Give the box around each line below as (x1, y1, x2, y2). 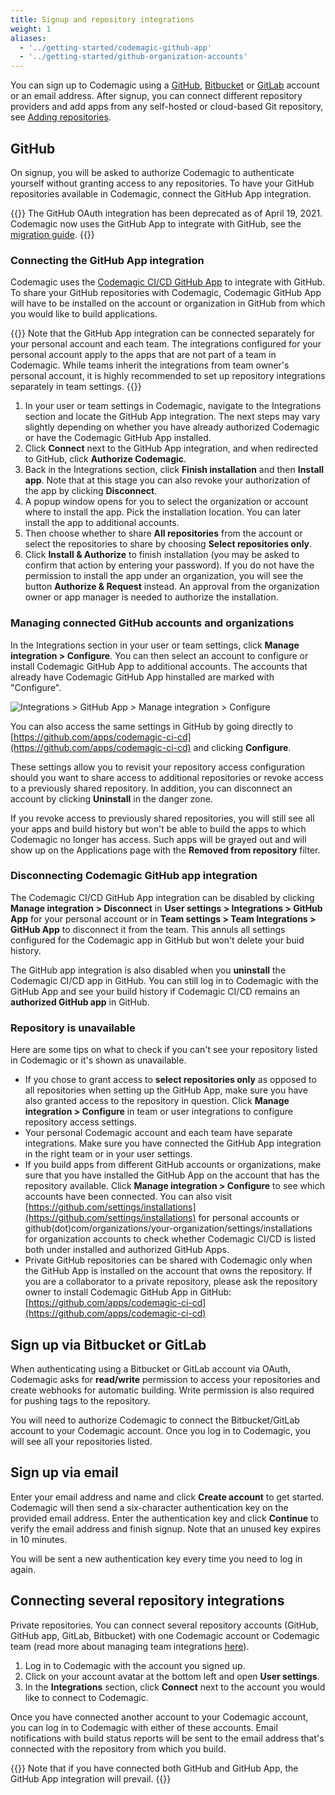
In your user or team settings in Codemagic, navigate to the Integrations (24, 400, 322, 412)
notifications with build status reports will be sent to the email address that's (10, 1732, 325, 1744)
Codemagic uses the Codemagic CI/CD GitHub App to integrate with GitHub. (10, 276, 326, 288)
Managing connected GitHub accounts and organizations (10, 616, 295, 630)
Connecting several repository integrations (10, 1592, 285, 1610)
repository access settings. (24, 1116, 137, 1128)
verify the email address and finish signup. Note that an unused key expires (10, 1522, 322, 1535)
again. (10, 1563, 37, 1575)
